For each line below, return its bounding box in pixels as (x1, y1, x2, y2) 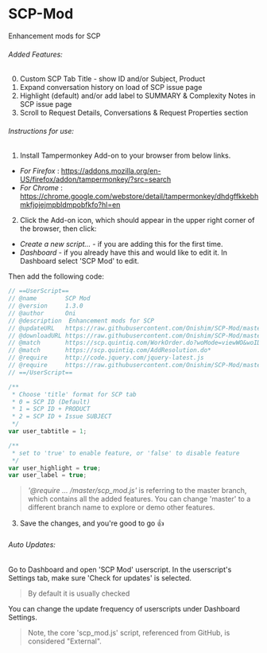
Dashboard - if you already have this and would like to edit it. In (19, 248, 228, 257)
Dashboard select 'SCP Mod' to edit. (19, 256, 140, 266)
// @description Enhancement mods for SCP (8, 316, 155, 325)
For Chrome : (19, 183, 64, 193)
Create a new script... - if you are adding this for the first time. (19, 240, 223, 249)
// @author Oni (8, 309, 77, 317)
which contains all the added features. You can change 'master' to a (27, 495, 251, 504)
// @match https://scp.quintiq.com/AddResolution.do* (8, 346, 212, 354)
